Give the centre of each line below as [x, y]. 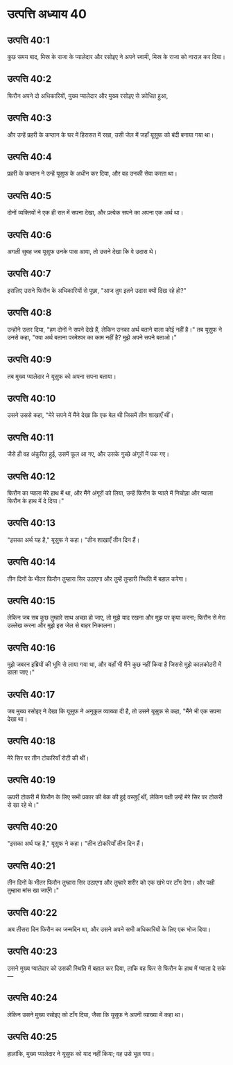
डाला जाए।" [21, 672]
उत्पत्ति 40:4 [29, 157]
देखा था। [17, 719]
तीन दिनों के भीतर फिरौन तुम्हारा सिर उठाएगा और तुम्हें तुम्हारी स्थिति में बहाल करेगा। [97, 579]
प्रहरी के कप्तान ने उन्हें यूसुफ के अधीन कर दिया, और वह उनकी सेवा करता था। [93, 173]
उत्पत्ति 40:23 [32, 952]
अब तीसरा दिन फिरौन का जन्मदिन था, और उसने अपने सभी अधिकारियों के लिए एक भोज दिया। [109, 930]
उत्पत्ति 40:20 [32, 827]
